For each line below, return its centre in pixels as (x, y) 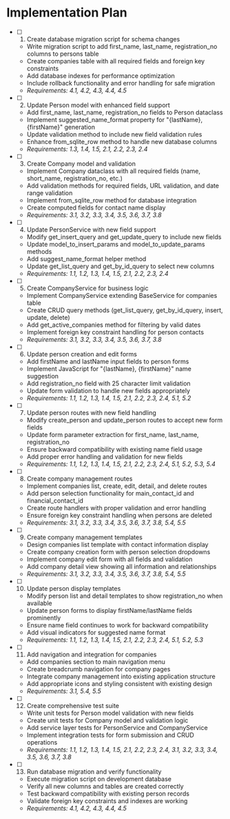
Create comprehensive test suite (73, 705)
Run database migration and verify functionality (94, 771)
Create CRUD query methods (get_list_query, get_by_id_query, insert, (125, 310)
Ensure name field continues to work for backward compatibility (117, 625)
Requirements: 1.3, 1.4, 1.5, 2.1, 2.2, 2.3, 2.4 (87, 149)
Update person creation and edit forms (82, 354)
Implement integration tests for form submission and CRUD (110, 735)
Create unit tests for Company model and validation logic (107, 720)
